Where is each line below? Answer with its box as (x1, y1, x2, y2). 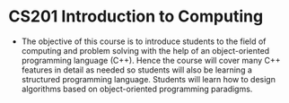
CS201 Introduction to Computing (8, 6, 264, 27)
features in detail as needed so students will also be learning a (21, 64, 253, 75)
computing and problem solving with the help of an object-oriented (21, 45, 270, 56)
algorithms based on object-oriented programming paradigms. (21, 83, 253, 94)
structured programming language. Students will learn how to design (21, 73, 276, 84)
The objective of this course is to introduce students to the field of (21, 36, 267, 47)
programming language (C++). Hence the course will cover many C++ (21, 55, 281, 65)
